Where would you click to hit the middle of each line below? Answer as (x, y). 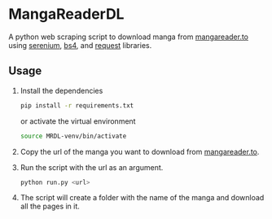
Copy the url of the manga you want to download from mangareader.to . (140, 151)
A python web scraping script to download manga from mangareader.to (129, 37)
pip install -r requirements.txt (77, 105)
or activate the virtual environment (78, 121)
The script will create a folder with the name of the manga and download (142, 198)
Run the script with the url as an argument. (92, 167)
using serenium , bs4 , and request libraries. (80, 45)
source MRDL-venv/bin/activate (73, 136)
